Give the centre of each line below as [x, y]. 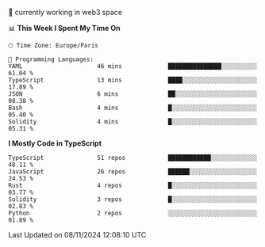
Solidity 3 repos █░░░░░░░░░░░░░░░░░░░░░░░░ [133, 199]
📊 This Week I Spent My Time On [64, 28]
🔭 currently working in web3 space [65, 12]
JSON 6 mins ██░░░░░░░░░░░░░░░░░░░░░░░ [133, 94]
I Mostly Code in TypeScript [55, 143]
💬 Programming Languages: [51, 59]
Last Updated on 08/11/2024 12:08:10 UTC [77, 235]
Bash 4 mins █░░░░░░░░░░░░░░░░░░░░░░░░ [133, 108]
